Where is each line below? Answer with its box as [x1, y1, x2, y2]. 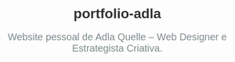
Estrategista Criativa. [71, 42, 163, 54]
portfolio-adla [73, 5, 161, 22]
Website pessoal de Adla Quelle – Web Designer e [7, 31, 227, 43]
